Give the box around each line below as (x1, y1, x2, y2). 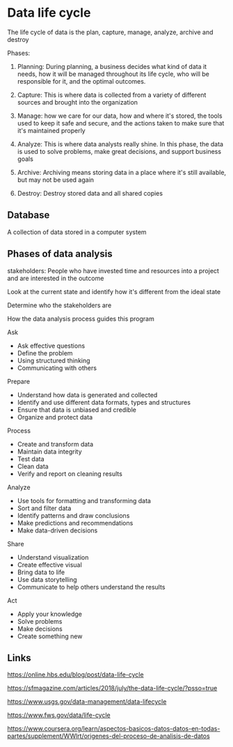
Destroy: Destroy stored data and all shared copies (17, 189, 163, 197)
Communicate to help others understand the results (17, 583, 166, 591)
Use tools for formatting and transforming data (17, 496, 152, 505)
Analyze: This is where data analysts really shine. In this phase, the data (17, 139, 224, 148)
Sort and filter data (17, 504, 72, 512)
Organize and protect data (17, 413, 93, 421)
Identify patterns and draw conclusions (17, 511, 130, 520)
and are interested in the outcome (7, 274, 104, 282)
